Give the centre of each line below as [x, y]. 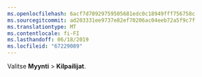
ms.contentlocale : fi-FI [43, 33]
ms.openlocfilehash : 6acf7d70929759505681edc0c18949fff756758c [101, 14]
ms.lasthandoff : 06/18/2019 [48, 40]
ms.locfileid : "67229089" [45, 46]
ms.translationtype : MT [42, 27]
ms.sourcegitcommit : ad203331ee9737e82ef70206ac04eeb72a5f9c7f [101, 20]
